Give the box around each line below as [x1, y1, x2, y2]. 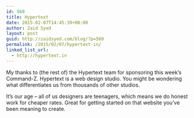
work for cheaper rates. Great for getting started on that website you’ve [6, 99, 180, 106]
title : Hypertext [6, 14, 49, 20]
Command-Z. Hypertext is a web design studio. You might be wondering [6, 75, 182, 82]
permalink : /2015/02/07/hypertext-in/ [6, 42, 101, 48]
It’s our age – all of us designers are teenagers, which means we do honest [6, 93, 188, 100]
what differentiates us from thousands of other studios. [6, 81, 140, 88]
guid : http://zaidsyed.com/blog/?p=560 [6, 36, 104, 42]
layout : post [6, 31, 38, 37]
